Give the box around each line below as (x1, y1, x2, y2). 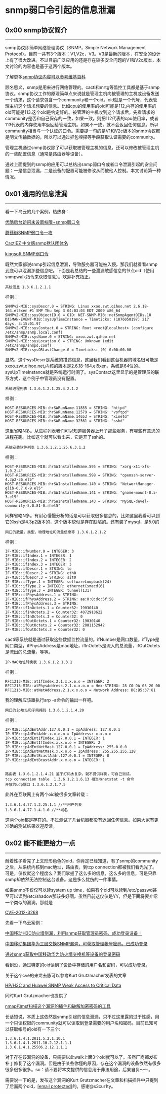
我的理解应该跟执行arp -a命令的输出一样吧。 (5, 697, 96, 703)
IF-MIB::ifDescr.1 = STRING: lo (5, 566, 72, 571)
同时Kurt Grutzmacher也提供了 (5, 992, 68, 999)
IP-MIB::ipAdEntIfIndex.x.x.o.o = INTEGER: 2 (5, 740, 100, 745)
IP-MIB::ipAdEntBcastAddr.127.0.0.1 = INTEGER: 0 (5, 753, 110, 758)
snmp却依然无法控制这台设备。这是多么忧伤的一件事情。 (5, 876, 121, 882)
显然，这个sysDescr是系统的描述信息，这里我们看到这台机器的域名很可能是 (5, 356, 159, 363)
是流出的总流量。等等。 (5, 649, 53, 655)
